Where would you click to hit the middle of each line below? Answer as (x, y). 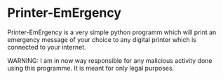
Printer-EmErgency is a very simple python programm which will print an (112, 32)
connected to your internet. (47, 47)
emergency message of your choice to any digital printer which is (102, 39)
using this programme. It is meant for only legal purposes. (91, 68)
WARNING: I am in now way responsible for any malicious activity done (110, 60)
